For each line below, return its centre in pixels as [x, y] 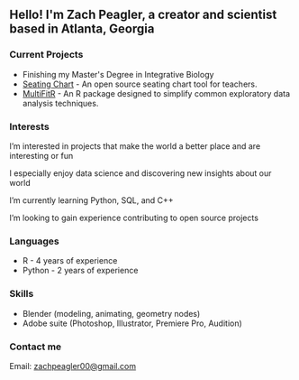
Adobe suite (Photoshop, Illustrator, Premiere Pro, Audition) [132, 323]
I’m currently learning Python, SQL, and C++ [91, 200]
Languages [35, 241]
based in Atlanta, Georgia [82, 29]
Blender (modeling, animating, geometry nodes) [111, 313]
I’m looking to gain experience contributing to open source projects [134, 218]
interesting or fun [41, 155]
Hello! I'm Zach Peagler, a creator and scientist [143, 15]
